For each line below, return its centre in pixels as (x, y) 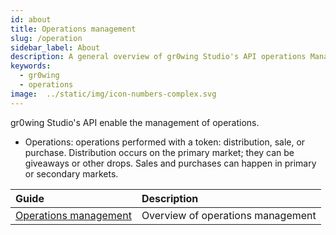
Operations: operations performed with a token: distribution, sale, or (165, 142)
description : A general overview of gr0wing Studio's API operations (158, 57)
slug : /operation (46, 38)
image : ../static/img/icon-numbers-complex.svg (113, 94)
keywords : (31, 66)
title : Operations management (73, 29)
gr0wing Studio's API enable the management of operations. (135, 122)
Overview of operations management (229, 215)
